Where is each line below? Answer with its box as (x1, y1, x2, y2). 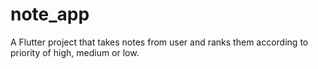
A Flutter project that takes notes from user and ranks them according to (10, 36, 309, 48)
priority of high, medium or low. (10, 46, 140, 58)
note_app (10, 3, 90, 26)
